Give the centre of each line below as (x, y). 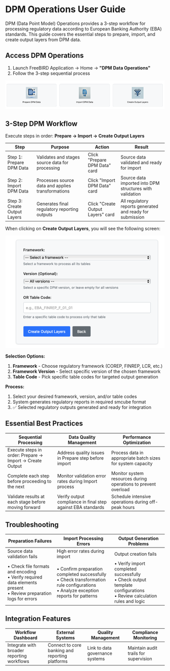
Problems (139, 544)
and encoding (22, 571)
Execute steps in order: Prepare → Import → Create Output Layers (75, 136)
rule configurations (76, 585)
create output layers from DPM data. (43, 40)
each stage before (26, 502)
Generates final (53, 204)
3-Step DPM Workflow (41, 124)
